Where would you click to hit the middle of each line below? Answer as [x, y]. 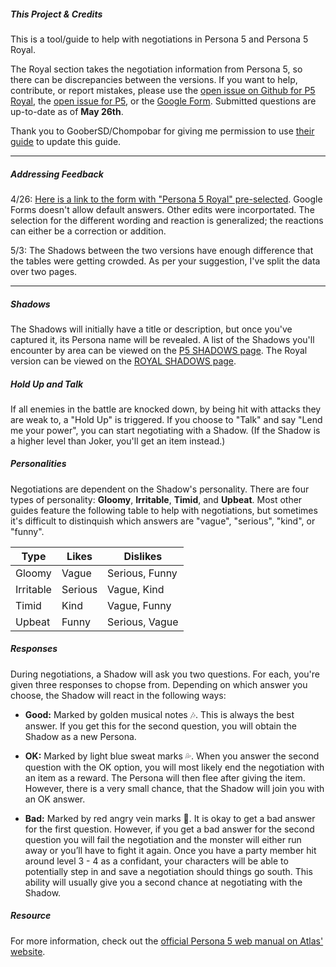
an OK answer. [55, 799]
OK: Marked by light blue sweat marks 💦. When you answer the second [172, 756]
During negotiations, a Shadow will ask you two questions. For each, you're [165, 674]
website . [28, 951]
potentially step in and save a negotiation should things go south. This [168, 871]
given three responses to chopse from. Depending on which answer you [159, 684]
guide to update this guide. [66, 141]
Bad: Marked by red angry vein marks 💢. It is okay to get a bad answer [170, 818]
